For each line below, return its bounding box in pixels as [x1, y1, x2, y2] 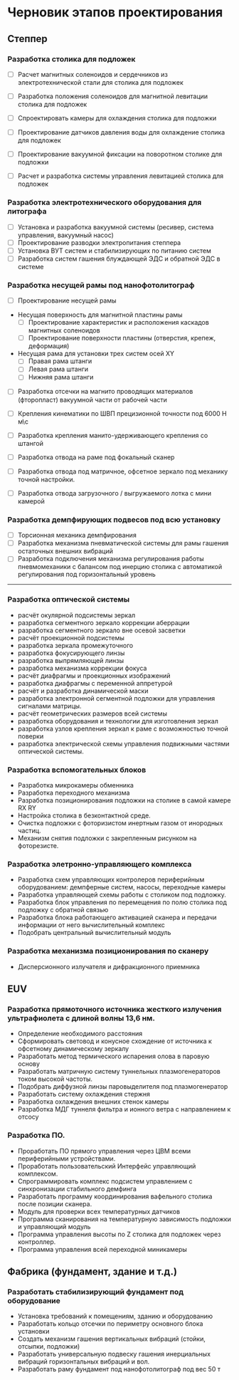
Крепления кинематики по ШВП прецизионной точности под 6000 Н [17, 409, 227, 417]
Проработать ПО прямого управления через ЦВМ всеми [17, 1146, 191, 1155]
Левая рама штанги [28, 365, 89, 374]
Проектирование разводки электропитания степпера [17, 238, 181, 246]
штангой [17, 439, 44, 447]
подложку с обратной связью [17, 906, 109, 914]
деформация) [28, 342, 70, 350]
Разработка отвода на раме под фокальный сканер [17, 453, 175, 461]
